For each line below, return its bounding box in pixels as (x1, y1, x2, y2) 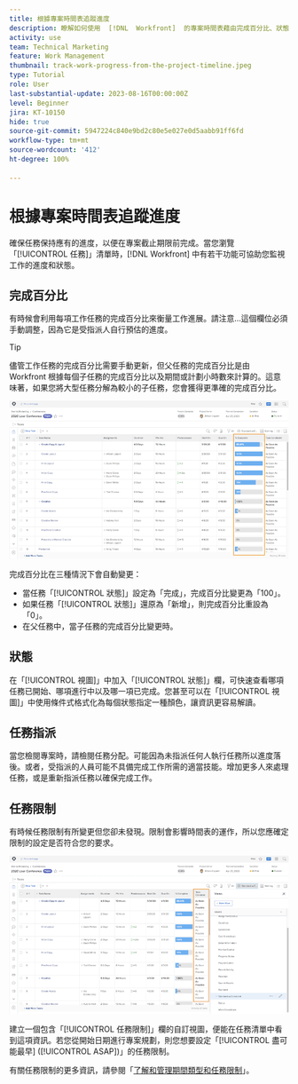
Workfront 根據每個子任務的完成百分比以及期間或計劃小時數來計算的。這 (9, 371, 274, 382)
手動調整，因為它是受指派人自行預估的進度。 (9, 324, 173, 335)
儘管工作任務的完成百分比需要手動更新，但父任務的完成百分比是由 (9, 360, 250, 371)
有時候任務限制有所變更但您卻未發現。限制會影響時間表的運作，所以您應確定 (9, 827, 289, 837)
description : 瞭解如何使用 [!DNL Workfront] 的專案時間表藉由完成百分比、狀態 (9, 23, 290, 33)
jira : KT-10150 (9, 107, 66, 117)
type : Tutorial (9, 71, 66, 80)
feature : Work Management (9, 51, 105, 61)
